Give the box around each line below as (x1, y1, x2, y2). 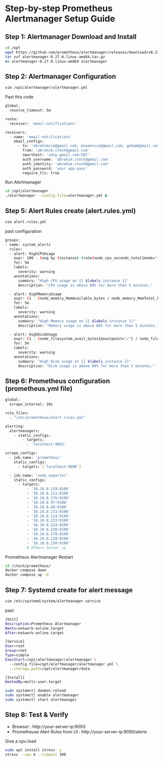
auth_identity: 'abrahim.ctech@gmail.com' (22, 161, 110, 166)
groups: (5, 237, 21, 243)
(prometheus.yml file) (5, 384, 73, 393)
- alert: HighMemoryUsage (9, 292, 62, 297)
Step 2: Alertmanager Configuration (5, 72, 116, 81)
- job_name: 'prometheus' (9, 455, 62, 460)
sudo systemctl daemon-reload (5, 688, 66, 693)
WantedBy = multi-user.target (5, 679, 62, 684)
